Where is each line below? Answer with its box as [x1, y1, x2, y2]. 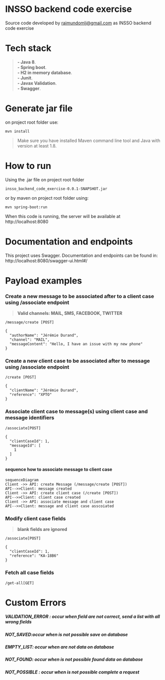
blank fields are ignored [17, 527, 67, 532]
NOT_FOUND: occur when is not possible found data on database [5, 657, 143, 663]
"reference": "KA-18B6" [9, 553, 58, 558]
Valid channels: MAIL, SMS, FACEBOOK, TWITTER [17, 310, 122, 316]
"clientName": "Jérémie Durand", [9, 388, 79, 393]
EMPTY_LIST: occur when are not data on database [5, 644, 114, 650]
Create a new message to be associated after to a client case [5, 293, 155, 300]
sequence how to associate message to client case [5, 466, 112, 472]
